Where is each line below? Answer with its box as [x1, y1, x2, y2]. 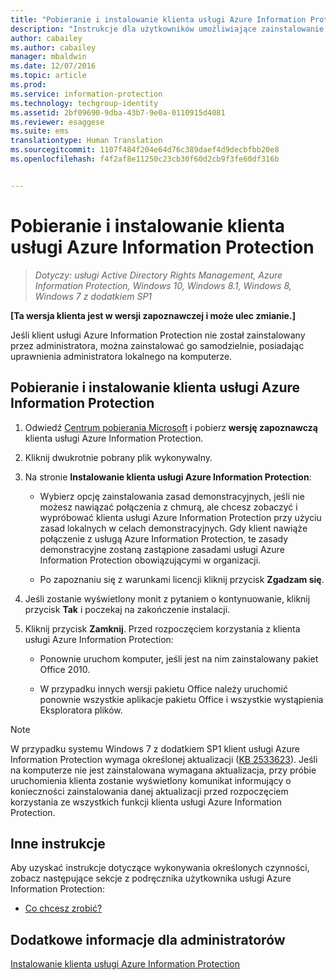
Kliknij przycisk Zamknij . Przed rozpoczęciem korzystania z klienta [24, 622, 301, 635]
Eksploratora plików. [39, 704, 123, 716]
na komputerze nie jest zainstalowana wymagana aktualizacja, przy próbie [10, 764, 317, 776]
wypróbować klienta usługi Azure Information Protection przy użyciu [39, 511, 322, 523]
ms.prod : [10, 80, 47, 90]
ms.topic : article [10, 71, 87, 81]
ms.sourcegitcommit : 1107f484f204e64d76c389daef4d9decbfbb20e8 [10, 145, 280, 155]
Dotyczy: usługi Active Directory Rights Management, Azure [34, 269, 283, 281]
